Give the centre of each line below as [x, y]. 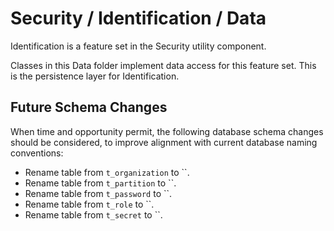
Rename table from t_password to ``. [98, 193]
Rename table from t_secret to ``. [93, 214]
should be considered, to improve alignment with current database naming [164, 142]
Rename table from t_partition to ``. [100, 183]
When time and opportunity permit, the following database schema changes [167, 131]
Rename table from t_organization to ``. [107, 172]
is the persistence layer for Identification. [95, 76]
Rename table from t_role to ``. [89, 204]
